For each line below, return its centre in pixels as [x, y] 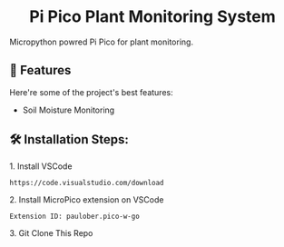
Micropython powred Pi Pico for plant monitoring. [101, 42]
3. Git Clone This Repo [51, 232]
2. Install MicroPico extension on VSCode [87, 199]
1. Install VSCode [41, 166]
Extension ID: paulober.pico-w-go [75, 216]
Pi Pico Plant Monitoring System [152, 17]
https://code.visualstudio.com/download [87, 183]
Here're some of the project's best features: [92, 92]
